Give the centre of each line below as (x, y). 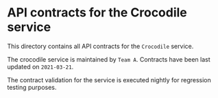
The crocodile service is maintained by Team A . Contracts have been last (109, 59)
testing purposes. (32, 87)
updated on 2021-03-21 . (40, 66)
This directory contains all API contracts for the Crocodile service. (100, 46)
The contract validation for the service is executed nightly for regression (109, 79)
